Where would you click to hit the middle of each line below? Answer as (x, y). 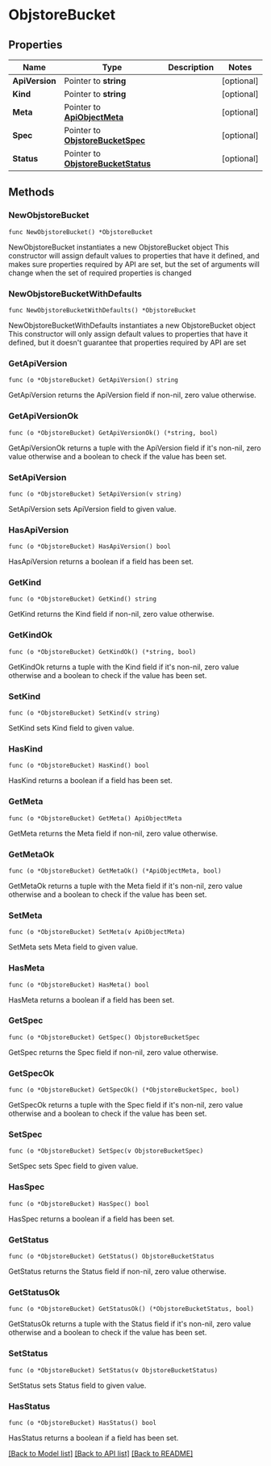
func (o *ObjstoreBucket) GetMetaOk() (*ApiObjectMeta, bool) (115, 871)
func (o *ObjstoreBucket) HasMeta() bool (79, 985)
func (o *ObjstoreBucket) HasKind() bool (79, 766)
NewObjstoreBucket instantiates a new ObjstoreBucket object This (119, 247)
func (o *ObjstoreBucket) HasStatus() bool (83, 1422)
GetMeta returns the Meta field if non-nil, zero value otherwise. (113, 833)
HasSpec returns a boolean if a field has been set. (92, 1219)
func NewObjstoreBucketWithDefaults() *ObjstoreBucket (102, 310)
